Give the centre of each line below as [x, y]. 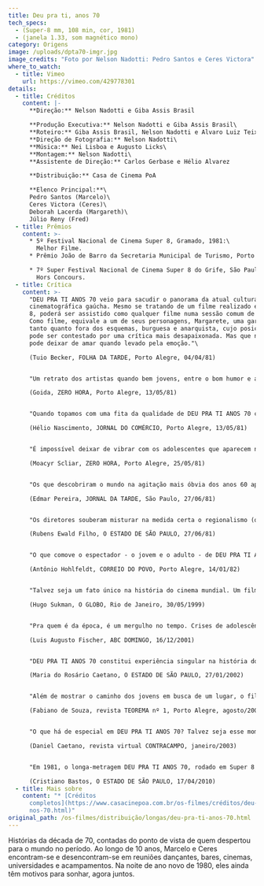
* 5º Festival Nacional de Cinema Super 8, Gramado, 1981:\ [129, 241]
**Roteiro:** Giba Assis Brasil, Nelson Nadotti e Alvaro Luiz [135, 132]
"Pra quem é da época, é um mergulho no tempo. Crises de [126, 626]
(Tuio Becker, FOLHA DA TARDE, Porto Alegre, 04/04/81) [122, 358]
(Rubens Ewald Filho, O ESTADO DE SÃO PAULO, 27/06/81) [122, 534]
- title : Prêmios [44, 226]
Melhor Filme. [59, 249]
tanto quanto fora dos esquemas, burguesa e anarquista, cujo [133, 328]
